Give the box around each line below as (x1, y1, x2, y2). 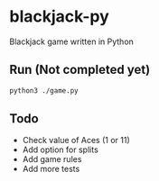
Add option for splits (22, 144, 99, 155)
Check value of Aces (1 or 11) (22, 135, 131, 146)
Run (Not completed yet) (9, 62, 151, 77)
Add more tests (22, 164, 80, 175)
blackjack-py (9, 6, 110, 27)
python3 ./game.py (9, 86, 79, 95)
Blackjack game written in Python (9, 36, 134, 47)
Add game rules (22, 154, 82, 165)
